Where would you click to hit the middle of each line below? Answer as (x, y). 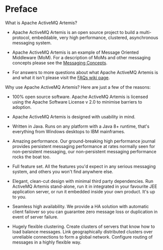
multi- (145, 32)
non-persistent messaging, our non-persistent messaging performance (84, 151)
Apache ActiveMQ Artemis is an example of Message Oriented (75, 52)
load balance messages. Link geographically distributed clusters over (82, 232)
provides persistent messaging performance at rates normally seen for (84, 146)
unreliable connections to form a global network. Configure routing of (82, 237)
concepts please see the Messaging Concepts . (60, 63)
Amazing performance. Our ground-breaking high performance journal (84, 141)
